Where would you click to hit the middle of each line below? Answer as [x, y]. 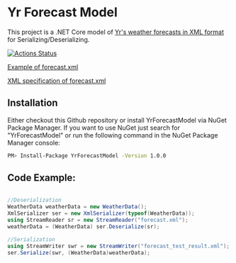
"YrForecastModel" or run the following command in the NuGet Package [113, 135]
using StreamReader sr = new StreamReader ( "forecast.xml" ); [98, 220]
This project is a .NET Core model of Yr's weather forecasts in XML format [116, 32]
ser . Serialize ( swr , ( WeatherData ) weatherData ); [79, 252]
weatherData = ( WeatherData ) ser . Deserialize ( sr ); [84, 226]
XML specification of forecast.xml [57, 80]
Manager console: [34, 142]
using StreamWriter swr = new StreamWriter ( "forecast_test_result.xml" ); [119, 246]
